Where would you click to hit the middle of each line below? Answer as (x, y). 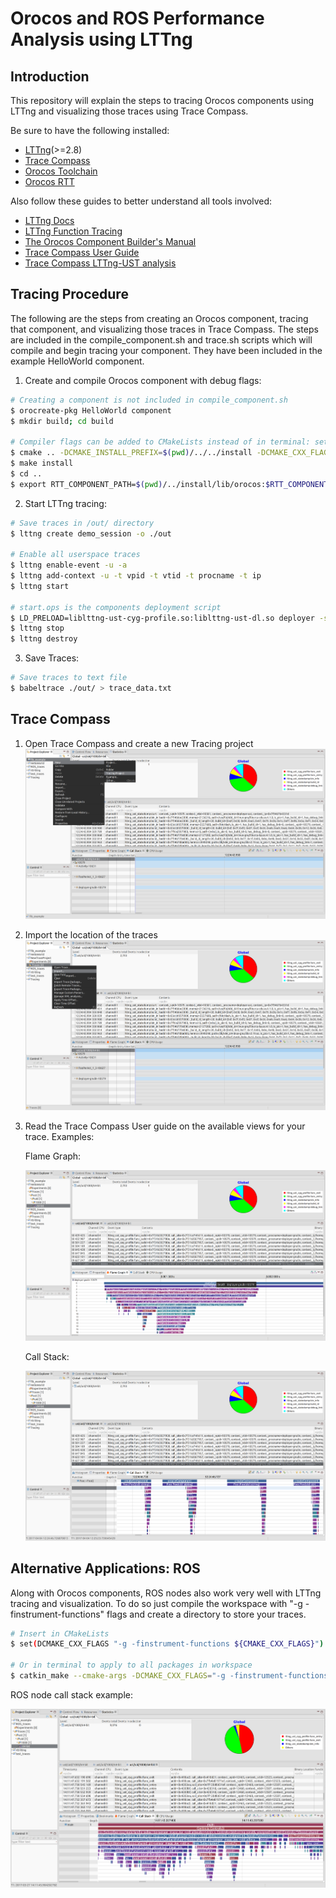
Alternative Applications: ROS (105, 1568)
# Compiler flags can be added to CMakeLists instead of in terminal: (160, 442)
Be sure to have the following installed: (90, 130)
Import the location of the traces (91, 935)
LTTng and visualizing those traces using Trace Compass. (129, 111)
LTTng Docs (49, 220)
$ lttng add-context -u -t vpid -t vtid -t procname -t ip (136, 576)
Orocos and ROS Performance (137, 18)
